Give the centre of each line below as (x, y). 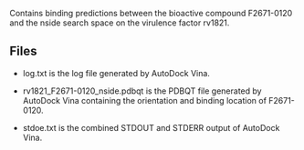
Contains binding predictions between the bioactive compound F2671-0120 (151, 13)
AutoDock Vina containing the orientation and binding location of (145, 100)
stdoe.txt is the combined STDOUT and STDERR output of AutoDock (151, 127)
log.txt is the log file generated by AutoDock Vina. (116, 73)
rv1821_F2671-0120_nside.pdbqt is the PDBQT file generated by (142, 91)
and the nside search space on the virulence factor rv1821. (120, 23)
